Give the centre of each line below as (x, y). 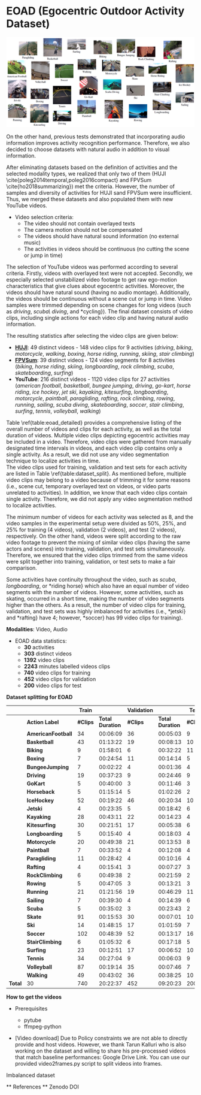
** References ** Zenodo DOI (42, 1087)
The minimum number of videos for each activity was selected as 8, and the (100, 517)
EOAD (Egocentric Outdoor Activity (95, 11)
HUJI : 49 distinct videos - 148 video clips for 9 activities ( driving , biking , (104, 347)
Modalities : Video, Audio (37, 629)
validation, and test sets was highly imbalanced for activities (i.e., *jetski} (96, 611)
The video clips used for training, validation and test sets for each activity (97, 467)
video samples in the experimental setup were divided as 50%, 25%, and (96, 523)
